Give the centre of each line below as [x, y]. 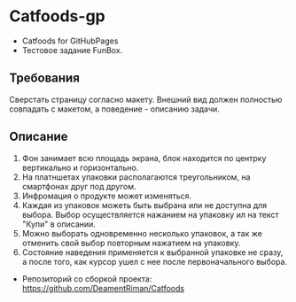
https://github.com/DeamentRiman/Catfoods [103, 288]
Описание [39, 137]
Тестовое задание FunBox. [72, 50]
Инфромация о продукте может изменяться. [107, 196]
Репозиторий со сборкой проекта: [87, 279]
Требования [44, 78]
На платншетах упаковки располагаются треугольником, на [136, 177]
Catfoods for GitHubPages [70, 41]
